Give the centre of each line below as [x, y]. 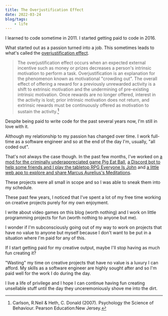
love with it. [17, 126]
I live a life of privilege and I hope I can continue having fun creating [75, 283]
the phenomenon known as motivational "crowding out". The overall [87, 79]
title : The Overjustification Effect [44, 10]
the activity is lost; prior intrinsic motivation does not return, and [83, 100]
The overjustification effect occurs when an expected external [81, 63]
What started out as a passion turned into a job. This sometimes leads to [80, 48]
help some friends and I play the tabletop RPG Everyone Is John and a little [82, 167]
